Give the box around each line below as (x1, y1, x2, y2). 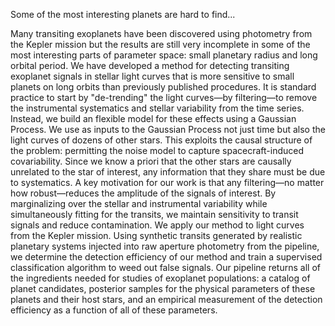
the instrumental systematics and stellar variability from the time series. (10, 102, 305, 114)
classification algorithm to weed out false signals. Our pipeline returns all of (10, 262, 321, 273)
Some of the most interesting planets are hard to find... (10, 9, 236, 20)
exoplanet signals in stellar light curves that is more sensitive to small (10, 70, 295, 82)
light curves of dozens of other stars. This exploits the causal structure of (10, 134, 313, 146)
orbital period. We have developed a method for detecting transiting (10, 60, 290, 71)
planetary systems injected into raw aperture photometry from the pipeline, (10, 240, 320, 252)
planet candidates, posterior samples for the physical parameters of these (10, 283, 316, 294)
